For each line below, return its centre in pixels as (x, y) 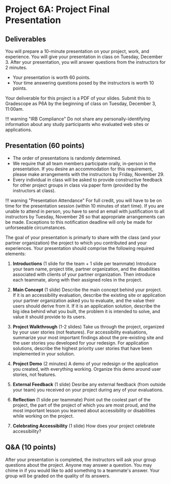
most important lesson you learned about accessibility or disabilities (84, 410)
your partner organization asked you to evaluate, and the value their (84, 300)
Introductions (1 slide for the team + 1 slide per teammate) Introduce (84, 263)
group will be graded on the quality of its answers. (58, 476)
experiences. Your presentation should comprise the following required (80, 248)
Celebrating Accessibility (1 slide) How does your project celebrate (84, 426)
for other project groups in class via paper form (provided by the (80, 185)
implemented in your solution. (44, 353)
